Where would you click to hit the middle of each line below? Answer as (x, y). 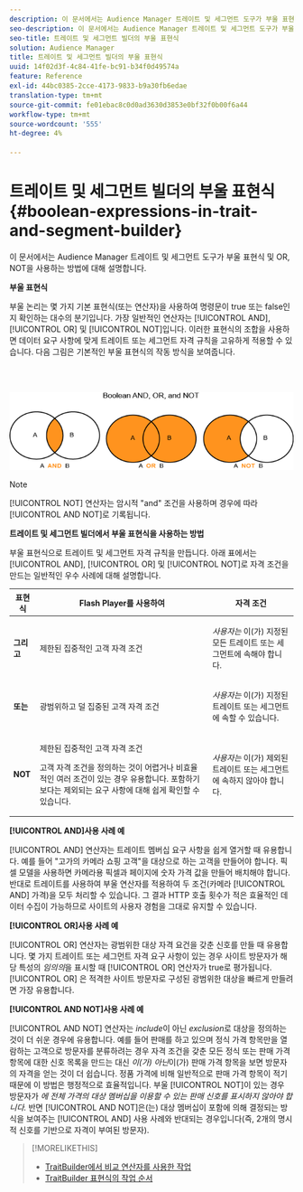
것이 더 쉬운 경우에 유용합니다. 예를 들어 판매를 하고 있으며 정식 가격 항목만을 (144, 1040)
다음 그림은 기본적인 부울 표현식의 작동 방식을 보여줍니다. (136, 352)
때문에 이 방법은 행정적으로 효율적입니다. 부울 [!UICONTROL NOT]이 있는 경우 (147, 1085)
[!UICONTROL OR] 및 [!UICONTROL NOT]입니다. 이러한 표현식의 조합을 (138, 329)
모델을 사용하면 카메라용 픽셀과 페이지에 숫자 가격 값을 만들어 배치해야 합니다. (155, 873)
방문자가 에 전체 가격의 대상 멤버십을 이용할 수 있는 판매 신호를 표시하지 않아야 (147, 1096)
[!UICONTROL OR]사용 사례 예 (64, 925)
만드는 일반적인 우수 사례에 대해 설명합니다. (85, 576)
